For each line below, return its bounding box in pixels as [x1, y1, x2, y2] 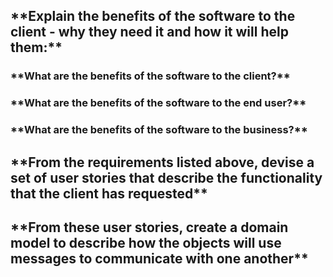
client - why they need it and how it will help [10, 24, 289, 41]
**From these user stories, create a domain [10, 219, 289, 236]
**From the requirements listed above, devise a [10, 154, 315, 171]
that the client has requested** [10, 185, 208, 202]
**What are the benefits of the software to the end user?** [10, 96, 307, 110]
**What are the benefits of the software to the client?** [10, 69, 291, 83]
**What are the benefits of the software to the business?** [10, 123, 308, 137]
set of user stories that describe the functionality [10, 169, 323, 186]
